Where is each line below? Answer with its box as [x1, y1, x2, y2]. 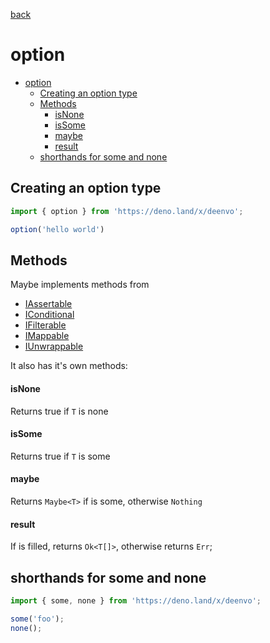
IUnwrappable [24, 340, 84, 353]
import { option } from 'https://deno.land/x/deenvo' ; [10, 206, 244, 216]
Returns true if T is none [10, 405, 109, 417]
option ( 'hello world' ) [10, 224, 105, 234]
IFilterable [24, 319, 67, 331]
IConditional [24, 309, 75, 321]
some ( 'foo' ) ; [10, 614, 65, 624]
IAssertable [24, 298, 73, 310]
